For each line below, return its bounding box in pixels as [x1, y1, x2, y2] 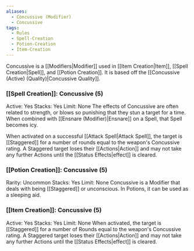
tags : [6, 25, 19, 31]
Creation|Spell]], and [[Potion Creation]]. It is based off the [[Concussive [6, 68, 180, 76]
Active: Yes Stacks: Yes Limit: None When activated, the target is [6, 219, 162, 226]
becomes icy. [6, 121, 38, 128]
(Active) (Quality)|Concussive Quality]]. [6, 75, 101, 82]
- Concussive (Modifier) [11, 14, 72, 20]
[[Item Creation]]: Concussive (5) [6, 206, 102, 214]
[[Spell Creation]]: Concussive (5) [6, 89, 104, 97]
